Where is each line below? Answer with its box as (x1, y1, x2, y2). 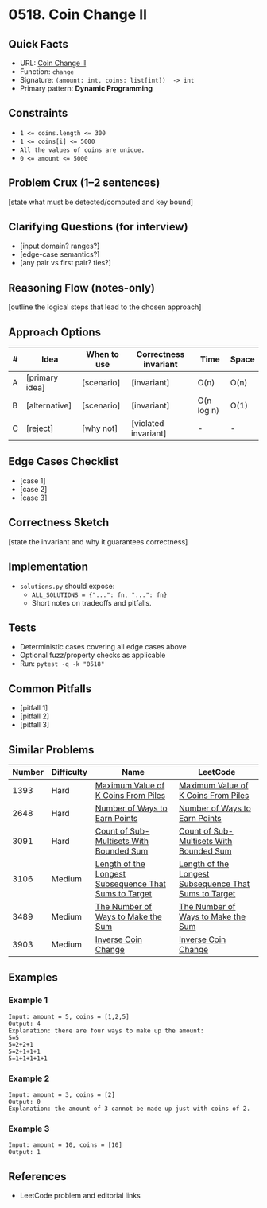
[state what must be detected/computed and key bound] (8, 197, 193, 207)
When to (86, 349, 119, 360)
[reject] (25, 423, 54, 434)
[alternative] (25, 400, 72, 411)
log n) (197, 405, 220, 416)
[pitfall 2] (19, 711, 50, 721)
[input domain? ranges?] (19, 241, 100, 251)
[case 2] (19, 484, 48, 494)
